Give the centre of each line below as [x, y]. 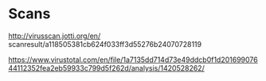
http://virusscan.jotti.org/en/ [55, 36]
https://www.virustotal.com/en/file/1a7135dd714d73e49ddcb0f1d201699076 [133, 60]
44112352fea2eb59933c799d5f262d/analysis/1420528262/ [106, 67]
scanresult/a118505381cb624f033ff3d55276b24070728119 [105, 44]
